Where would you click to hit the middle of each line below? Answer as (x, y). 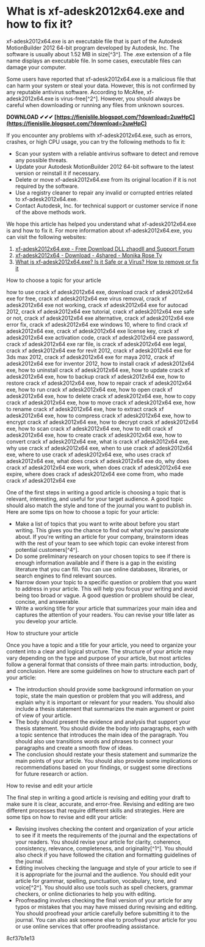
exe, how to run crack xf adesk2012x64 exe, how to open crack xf (89, 389)
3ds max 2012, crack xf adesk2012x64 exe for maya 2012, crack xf (91, 357)
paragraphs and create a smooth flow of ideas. (74, 748)
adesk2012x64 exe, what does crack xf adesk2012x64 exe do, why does (98, 461)
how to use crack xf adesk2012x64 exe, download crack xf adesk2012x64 (100, 292)
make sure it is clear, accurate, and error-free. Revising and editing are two (100, 804)
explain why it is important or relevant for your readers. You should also (105, 702)
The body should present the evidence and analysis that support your (103, 722)
